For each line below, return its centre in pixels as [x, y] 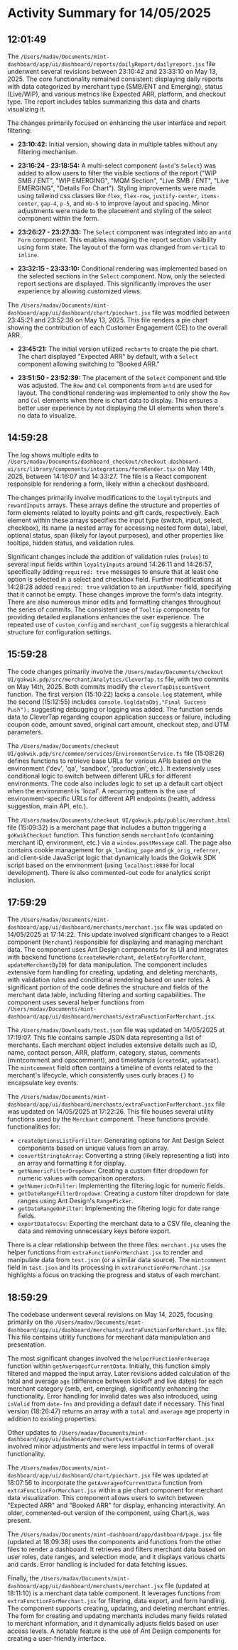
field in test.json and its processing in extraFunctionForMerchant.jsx [109, 1268]
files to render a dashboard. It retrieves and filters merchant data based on [117, 1549]
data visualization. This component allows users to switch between [106, 1498]
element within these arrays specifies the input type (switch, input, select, [115, 520]
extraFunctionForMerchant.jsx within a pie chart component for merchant [115, 1490]
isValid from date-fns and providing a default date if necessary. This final [116, 1404]
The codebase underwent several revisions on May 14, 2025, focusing [110, 1315]
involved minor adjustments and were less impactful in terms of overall [111, 1446]
